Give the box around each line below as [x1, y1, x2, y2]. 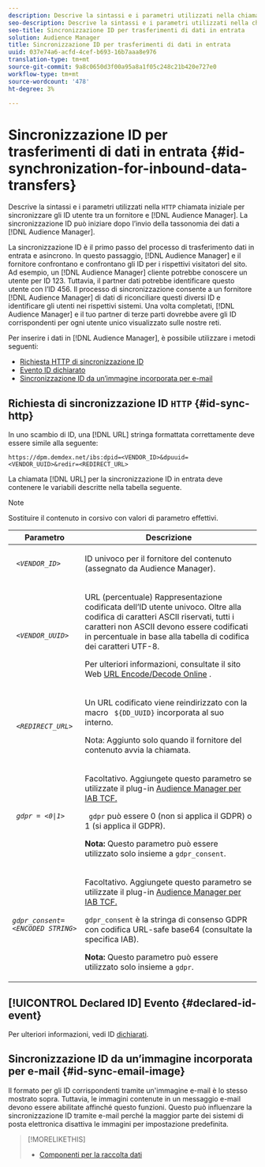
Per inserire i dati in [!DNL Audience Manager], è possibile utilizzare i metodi [8, 333, 256, 343]
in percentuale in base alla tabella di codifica [84, 631, 250, 642]
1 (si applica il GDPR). [84, 821, 166, 832]
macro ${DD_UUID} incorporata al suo [84, 707, 225, 718]
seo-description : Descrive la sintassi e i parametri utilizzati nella [8, 19, 248, 27]
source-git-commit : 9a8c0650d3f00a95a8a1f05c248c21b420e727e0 [8, 63, 217, 71]
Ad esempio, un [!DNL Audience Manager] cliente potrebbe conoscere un [8, 267, 248, 277]
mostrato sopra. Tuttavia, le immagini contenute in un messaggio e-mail [8, 1094, 241, 1103]
